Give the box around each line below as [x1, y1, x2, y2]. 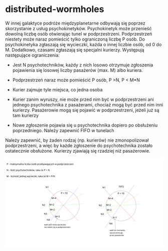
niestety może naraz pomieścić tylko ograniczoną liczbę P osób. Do [5, 36, 145, 42]
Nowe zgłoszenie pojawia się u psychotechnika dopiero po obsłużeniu [12, 122, 158, 128]
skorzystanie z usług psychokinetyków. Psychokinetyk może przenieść [5, 25, 152, 31]
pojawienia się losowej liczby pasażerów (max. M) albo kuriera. [12, 67, 143, 73]
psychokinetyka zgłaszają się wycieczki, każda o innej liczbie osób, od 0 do [5, 41, 162, 47]
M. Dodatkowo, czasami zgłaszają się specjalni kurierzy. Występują [5, 47, 144, 53]
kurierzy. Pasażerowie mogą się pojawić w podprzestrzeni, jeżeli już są [12, 107, 159, 113]
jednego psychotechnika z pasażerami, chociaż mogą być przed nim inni [12, 101, 163, 107]
